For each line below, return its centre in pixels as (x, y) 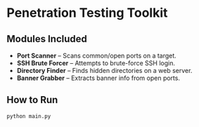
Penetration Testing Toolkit (87, 13)
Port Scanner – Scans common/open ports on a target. (96, 55)
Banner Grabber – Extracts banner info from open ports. (98, 78)
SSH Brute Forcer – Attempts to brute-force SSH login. (96, 63)
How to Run (32, 100)
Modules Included (47, 39)
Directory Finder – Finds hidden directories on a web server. (104, 71)
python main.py (29, 116)
